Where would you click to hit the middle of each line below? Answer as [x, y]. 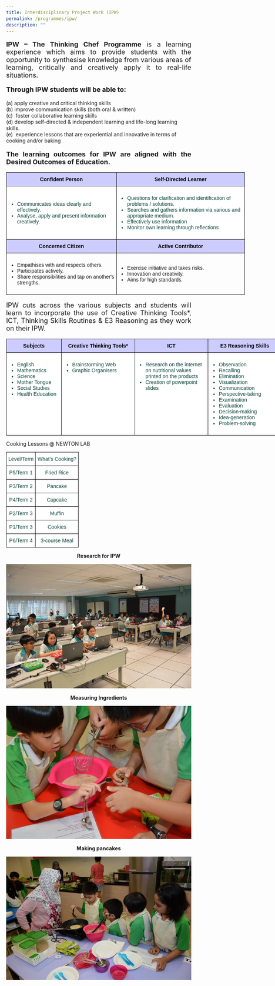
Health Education [37, 394]
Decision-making [238, 412]
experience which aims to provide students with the [99, 52]
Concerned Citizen [61, 246]
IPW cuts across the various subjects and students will [99, 305]
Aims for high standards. [155, 280]
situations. [22, 75]
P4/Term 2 [21, 500]
